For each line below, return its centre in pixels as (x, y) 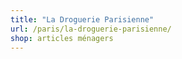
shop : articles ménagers (62, 38)
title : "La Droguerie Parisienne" (82, 19)
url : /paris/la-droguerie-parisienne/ (91, 29)
